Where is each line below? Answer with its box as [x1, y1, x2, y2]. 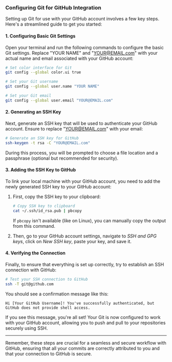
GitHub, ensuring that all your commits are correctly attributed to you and [5, 345, 160, 351]
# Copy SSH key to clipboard [12, 203, 75, 208]
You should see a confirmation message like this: [5, 291, 109, 297]
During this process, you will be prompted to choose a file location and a [5, 150, 158, 156]
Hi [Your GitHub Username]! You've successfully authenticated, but [5, 301, 155, 306]
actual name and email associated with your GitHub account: [5, 55, 134, 61]
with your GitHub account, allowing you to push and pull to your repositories [5, 320, 166, 326]
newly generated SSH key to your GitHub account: [5, 183, 112, 189]
